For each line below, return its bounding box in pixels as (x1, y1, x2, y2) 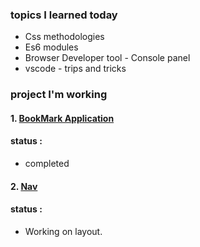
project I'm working (10, 88, 108, 102)
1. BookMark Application (10, 112, 115, 124)
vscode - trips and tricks (24, 63, 127, 75)
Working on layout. (24, 225, 103, 237)
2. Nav (10, 180, 38, 192)
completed (24, 158, 70, 170)
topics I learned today (10, 8, 118, 22)
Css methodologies (24, 31, 105, 43)
